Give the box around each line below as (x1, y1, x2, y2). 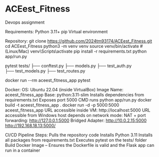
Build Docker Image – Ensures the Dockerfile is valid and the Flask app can (5, 142, 154, 148)
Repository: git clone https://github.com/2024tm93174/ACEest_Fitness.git (5, 38, 152, 44)
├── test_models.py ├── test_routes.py (5, 68, 86, 73)
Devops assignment (5, 19, 45, 25)
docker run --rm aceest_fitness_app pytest (5, 77, 91, 83)
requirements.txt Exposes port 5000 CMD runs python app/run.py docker (5, 97, 152, 102)
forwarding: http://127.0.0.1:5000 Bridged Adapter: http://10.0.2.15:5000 (5, 117, 147, 123)
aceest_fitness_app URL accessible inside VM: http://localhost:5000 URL (5, 107, 151, 113)
